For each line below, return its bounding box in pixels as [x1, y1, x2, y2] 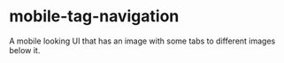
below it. [9, 44, 41, 55]
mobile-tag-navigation [9, 6, 180, 27]
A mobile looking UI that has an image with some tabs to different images [9, 35, 276, 46]
